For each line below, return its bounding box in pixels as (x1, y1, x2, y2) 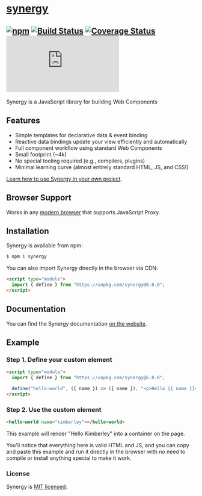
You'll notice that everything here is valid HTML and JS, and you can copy (6, 442, 189, 449)
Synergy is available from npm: (6, 242, 83, 249)
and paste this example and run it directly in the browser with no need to (6, 448, 186, 456)
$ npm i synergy (6, 253, 47, 260)
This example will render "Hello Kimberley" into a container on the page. (6, 430, 185, 438)
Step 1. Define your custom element (6, 356, 112, 364)
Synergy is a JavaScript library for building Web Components (6, 98, 158, 105)
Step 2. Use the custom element (6, 405, 102, 414)
